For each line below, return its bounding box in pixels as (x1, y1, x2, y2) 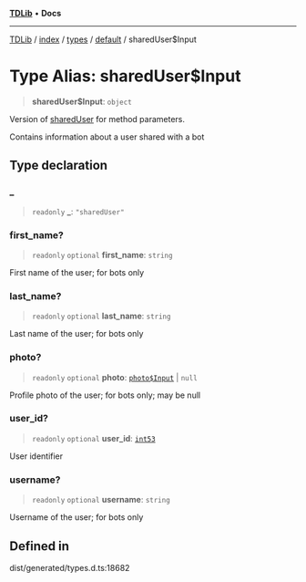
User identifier (9, 451, 64, 462)
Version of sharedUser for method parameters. (9, 113, 185, 124)
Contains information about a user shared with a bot (9, 131, 205, 142)
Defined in (9, 538, 70, 554)
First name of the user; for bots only (9, 266, 145, 277)
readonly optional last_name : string (31, 310, 171, 322)
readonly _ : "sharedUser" (31, 205, 125, 217)
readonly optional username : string (31, 494, 170, 505)
